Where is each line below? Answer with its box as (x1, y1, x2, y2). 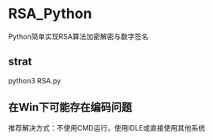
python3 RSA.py (8, 76, 62, 85)
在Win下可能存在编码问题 (8, 101, 133, 114)
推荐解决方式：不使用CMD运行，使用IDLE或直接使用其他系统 (8, 123, 206, 132)
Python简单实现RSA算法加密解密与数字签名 (8, 31, 149, 41)
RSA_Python (8, 5, 92, 23)
